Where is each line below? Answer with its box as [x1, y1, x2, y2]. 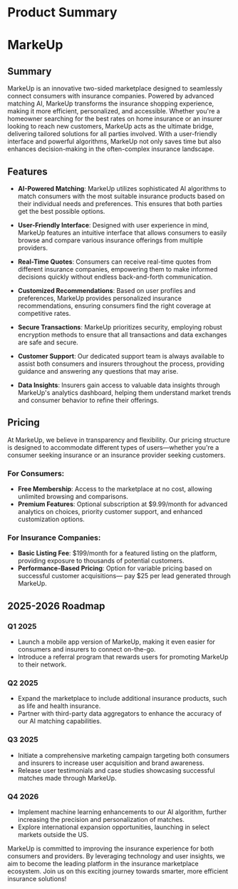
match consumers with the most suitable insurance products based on [17, 192, 225, 200]
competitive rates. [17, 309, 71, 317]
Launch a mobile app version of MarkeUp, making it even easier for [17, 637, 216, 646]
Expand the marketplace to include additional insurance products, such [17, 694, 227, 703]
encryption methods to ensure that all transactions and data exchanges [17, 331, 227, 339]
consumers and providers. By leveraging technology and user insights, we [7, 851, 226, 860]
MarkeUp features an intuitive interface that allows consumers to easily [17, 229, 227, 237]
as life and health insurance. [17, 702, 101, 710]
